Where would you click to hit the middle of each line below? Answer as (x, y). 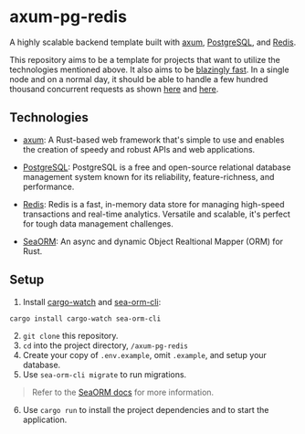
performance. (48, 186)
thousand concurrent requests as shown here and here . (114, 89)
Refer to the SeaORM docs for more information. (123, 392)
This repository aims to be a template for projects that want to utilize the (145, 59)
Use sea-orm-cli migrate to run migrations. (105, 375)
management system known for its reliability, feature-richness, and (148, 176)
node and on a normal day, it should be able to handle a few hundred (139, 79)
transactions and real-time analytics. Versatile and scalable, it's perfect (156, 214)
